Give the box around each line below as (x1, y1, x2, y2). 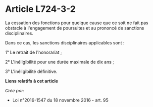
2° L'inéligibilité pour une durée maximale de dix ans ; (5, 59, 114, 65)
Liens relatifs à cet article (5, 78, 58, 84)
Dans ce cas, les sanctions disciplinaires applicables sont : (5, 39, 125, 45)
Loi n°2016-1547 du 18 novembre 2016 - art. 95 (12, 97, 109, 103)
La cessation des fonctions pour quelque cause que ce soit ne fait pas (5, 20, 149, 26)
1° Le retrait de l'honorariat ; (5, 49, 62, 55)
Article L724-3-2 (5, 3, 76, 15)
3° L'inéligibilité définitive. (5, 68, 58, 74)
